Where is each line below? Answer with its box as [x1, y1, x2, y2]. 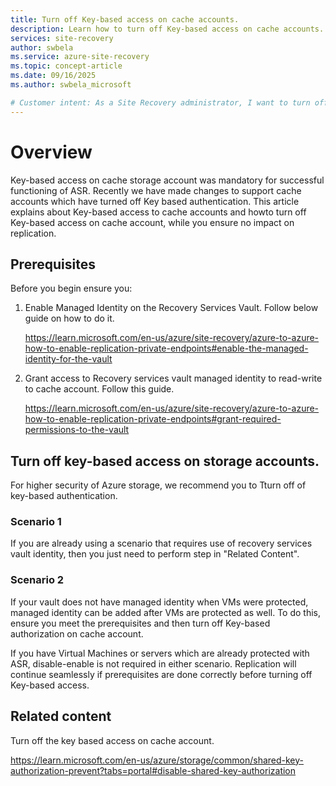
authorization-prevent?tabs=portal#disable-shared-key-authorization [10, 764, 297, 776]
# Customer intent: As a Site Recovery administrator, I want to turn [10, 97, 311, 108]
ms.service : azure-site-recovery [10, 52, 150, 62]
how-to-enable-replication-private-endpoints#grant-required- [24, 413, 282, 425]
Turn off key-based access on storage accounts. [10, 452, 320, 470]
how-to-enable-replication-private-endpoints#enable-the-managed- [24, 342, 309, 355]
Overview [10, 141, 93, 163]
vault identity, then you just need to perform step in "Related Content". [10, 548, 300, 560]
